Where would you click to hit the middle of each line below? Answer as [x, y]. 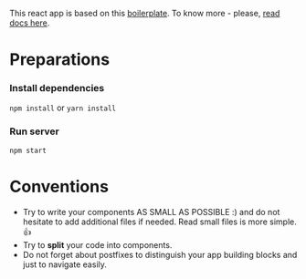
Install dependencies [57, 88]
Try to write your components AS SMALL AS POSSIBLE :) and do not [151, 212]
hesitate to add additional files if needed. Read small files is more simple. [159, 222]
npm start [28, 150]
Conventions [59, 186]
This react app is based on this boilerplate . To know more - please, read [145, 13]
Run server [34, 131]
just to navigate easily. [65, 264]
